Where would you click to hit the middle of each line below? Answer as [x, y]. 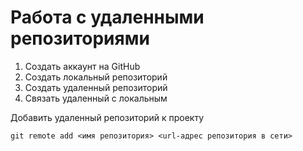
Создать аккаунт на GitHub [82, 66]
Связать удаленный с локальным [96, 98]
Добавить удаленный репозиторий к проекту [107, 117]
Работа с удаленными [107, 17]
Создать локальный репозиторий [96, 77]
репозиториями [80, 38]
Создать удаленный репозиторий [96, 87]
